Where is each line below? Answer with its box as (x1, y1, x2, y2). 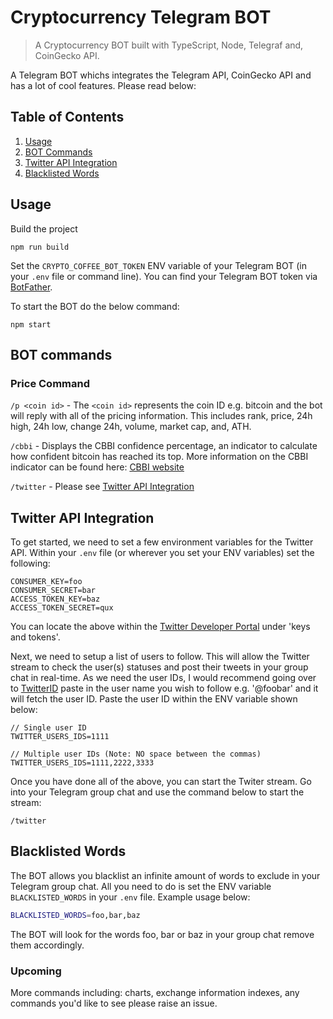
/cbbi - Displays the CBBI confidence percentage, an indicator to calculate (10, 440, 318, 452)
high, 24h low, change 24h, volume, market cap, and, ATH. (10, 421, 252, 433)
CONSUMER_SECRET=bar (10, 586, 97, 596)
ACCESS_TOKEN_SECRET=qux (10, 603, 114, 613)
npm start (10, 319, 52, 330)
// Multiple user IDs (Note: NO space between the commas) (10, 749, 262, 760)
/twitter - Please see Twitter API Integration (10, 481, 195, 493)
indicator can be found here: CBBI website (10, 461, 185, 473)
